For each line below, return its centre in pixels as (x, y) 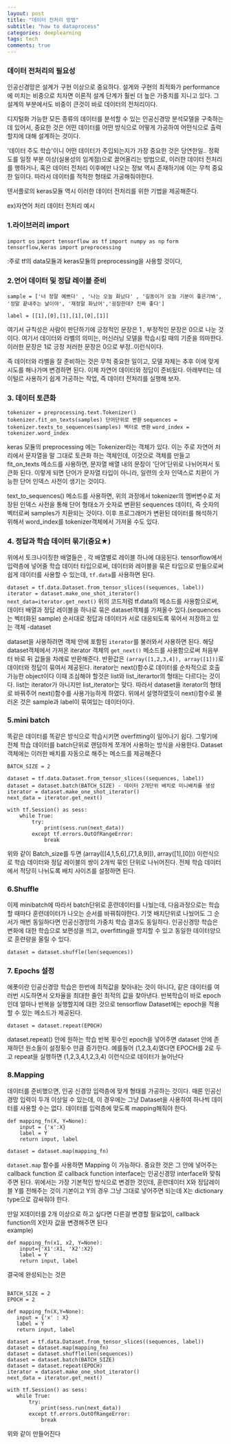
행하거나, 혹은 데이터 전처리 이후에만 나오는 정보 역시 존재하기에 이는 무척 (112, 168)
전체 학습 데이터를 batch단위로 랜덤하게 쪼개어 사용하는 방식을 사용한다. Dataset (115, 744)
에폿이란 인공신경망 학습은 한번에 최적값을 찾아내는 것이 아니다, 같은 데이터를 (110, 987)
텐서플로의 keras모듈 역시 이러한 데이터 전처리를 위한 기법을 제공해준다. (103, 191)
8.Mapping (26, 1075)
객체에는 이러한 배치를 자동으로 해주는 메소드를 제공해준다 (84, 753)
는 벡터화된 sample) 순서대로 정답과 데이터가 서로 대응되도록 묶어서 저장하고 (109, 618)
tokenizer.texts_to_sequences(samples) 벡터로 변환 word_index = (98, 427)
